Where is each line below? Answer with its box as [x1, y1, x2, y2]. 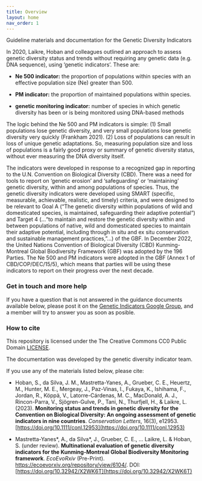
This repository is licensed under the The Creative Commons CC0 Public [6, 337, 187, 345]
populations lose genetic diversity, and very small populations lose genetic [6, 127, 192, 135]
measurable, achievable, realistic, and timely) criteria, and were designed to [6, 197, 195, 204]
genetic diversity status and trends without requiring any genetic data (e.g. [6, 55, 192, 62]
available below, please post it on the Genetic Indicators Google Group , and [6, 302, 194, 310]
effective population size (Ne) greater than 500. [14, 79, 134, 86]
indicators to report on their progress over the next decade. [6, 267, 154, 275]
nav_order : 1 [6, 20, 39, 26]
